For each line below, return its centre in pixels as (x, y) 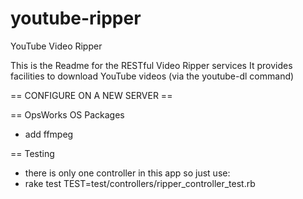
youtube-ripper (76, 18)
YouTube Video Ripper (56, 46)
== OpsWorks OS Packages (67, 114)
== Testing (32, 153)
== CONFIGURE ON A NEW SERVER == (91, 95)
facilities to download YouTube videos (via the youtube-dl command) (152, 76)
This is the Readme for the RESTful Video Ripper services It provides (151, 65)
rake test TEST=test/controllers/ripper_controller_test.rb (140, 183)
